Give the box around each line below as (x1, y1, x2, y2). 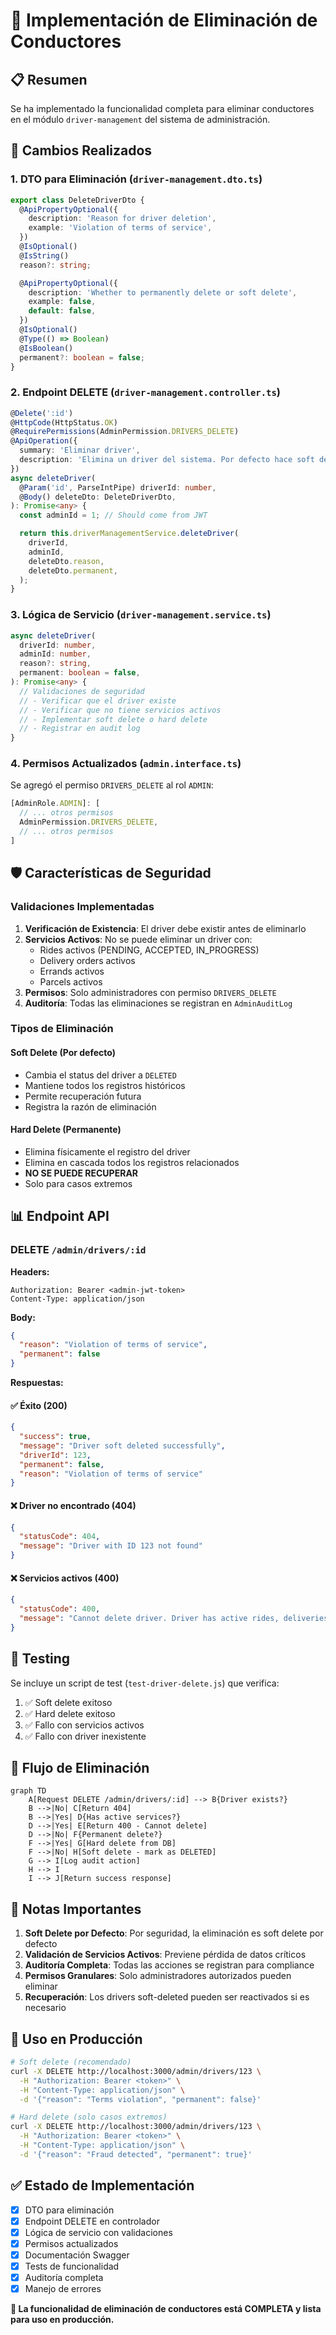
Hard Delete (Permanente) (10, 1124, 122, 1136)
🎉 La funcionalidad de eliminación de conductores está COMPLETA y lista (10, 2303, 322, 2315)
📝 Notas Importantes (10, 1900, 142, 1918)
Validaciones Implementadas (10, 900, 155, 914)
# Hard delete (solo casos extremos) (10, 2112, 168, 2123)
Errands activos (39, 965, 105, 977)
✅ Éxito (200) (10, 1399, 68, 1411)
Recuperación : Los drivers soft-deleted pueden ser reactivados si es (24, 1991, 310, 2003)
